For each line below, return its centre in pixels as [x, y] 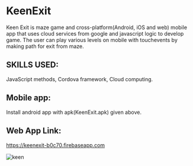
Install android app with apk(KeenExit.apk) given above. [74, 112]
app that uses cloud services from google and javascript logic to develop [95, 33]
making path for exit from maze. [45, 46]
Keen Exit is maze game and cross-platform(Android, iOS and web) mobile [97, 27]
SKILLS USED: [33, 65]
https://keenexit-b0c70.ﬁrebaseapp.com [56, 145]
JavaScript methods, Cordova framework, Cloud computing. [80, 79]
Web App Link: [34, 131]
